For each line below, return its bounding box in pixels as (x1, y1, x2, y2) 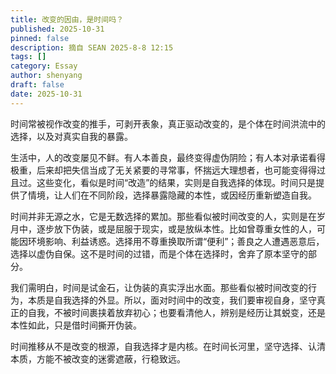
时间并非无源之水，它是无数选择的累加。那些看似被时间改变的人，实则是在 (10, 210, 317, 222)
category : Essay (10, 61, 78, 71)
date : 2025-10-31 (10, 89, 83, 99)
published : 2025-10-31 (10, 24, 105, 34)
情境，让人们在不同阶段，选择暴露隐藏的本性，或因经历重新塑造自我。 (27, 189, 317, 201)
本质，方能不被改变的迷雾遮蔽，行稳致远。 (10, 352, 186, 365)
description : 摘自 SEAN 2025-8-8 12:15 (10, 42, 174, 53)
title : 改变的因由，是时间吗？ (10, 14, 124, 25)
